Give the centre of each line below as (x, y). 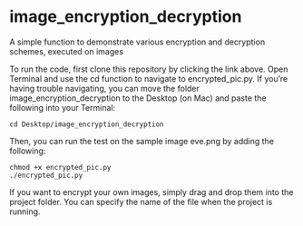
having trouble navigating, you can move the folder (104, 88)
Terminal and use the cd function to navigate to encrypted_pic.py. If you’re (149, 78)
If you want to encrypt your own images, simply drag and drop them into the (151, 192)
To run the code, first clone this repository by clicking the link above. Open (149, 69)
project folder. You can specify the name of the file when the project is (141, 201)
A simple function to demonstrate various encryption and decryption (137, 42)
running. (25, 211)
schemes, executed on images (67, 51)
